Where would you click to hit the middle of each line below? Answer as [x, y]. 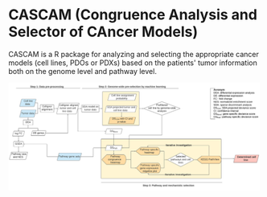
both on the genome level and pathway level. [82, 71]
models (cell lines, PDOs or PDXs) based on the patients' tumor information [133, 63]
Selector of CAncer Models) [103, 32]
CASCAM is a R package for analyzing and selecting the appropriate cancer [134, 54]
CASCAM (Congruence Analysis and [133, 15]
